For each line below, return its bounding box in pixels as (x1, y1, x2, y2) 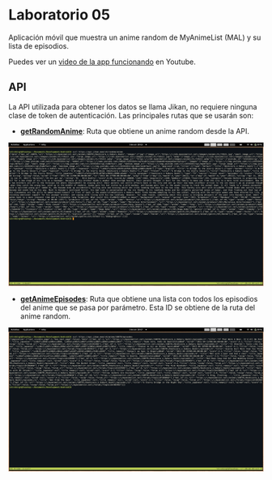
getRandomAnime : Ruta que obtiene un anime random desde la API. (19, 126, 249, 135)
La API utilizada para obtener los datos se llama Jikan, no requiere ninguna (8, 101, 257, 111)
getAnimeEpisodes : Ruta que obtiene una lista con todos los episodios (19, 294, 258, 304)
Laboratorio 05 (8, 6, 111, 24)
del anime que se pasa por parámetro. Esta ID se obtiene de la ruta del (19, 302, 256, 313)
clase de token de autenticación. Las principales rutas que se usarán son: (8, 110, 254, 120)
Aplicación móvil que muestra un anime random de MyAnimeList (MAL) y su (8, 32, 261, 42)
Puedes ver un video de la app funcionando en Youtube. (8, 57, 196, 66)
